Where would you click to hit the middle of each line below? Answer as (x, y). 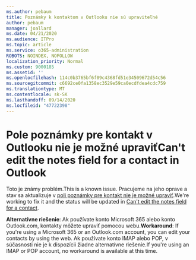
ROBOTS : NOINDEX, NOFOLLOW (39, 56)
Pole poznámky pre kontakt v (79, 135)
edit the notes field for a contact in (93, 160)
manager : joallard (29, 28)
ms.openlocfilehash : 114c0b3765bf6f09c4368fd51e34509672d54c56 (86, 78)
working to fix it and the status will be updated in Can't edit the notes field (97, 202)
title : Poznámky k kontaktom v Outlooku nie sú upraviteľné (82, 17)
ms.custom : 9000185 (30, 67)
